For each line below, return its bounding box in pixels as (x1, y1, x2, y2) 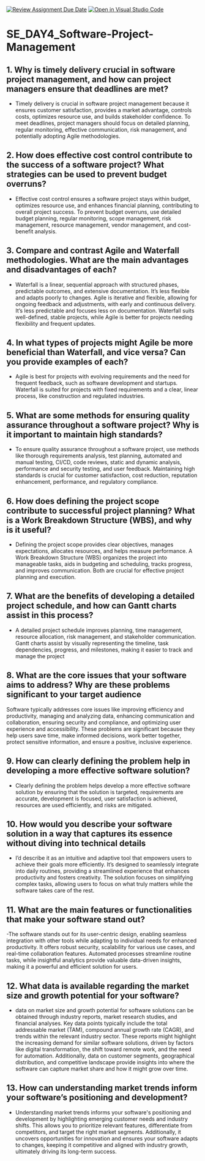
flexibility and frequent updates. (15, 320, 96, 327)
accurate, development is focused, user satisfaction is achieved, (15, 795, 178, 802)
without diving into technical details (6, 838, 146, 848)
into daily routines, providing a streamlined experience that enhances (15, 867, 190, 875)
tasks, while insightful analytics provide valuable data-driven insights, (6, 956, 182, 964)
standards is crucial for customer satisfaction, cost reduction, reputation (15, 472, 198, 479)
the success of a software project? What (6, 160, 164, 170)
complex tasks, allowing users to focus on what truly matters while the (15, 881, 193, 888)
